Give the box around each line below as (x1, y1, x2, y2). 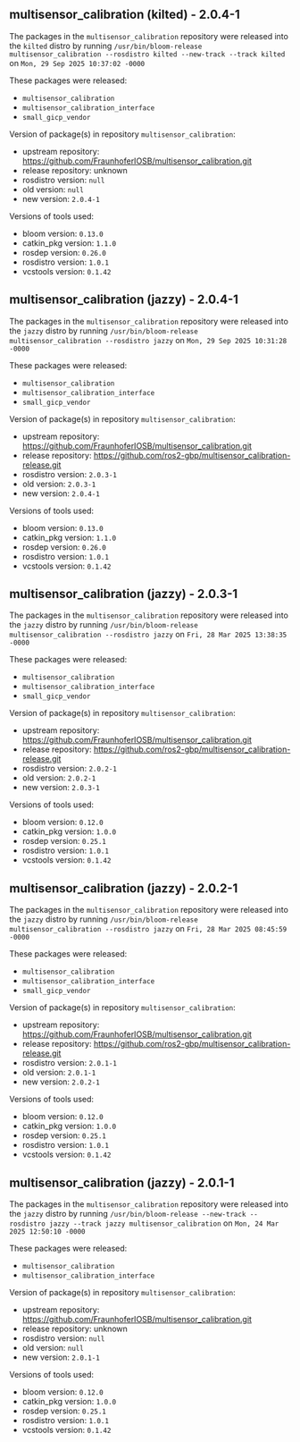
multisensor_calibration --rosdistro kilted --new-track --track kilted (9, 49, 286, 59)
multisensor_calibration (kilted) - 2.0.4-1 (9, 7, 241, 22)
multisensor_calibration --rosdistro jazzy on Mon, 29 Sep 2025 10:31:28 (9, 334, 287, 345)
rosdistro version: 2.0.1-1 (21, 1058, 118, 1068)
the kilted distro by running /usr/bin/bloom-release (9, 40, 203, 51)
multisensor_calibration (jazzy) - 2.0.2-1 (9, 881, 238, 896)
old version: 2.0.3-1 (21, 478, 96, 489)
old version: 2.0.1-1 (21, 1067, 96, 1078)
